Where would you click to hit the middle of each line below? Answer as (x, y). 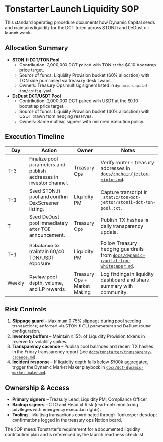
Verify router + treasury (127, 162)
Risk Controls (26, 309)
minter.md (112, 180)
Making (82, 292)
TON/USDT (42, 257)
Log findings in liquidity (127, 274)
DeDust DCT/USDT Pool (36, 96)
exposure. (40, 263)
